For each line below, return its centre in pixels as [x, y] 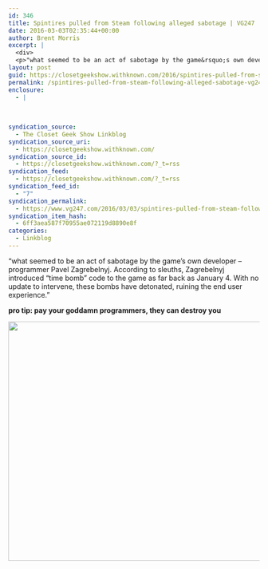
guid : [17, 75]
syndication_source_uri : [49, 142]
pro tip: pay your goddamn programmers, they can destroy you [115, 310]
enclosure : [26, 90]
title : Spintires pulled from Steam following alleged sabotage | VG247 [132, 23]
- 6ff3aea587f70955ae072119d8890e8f [76, 223]
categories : [28, 231]
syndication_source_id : [48, 156]
